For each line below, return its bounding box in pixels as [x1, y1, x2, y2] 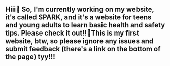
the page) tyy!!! [5, 53, 56, 61]
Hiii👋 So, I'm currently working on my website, [5, 5, 154, 14]
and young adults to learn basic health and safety [5, 21, 165, 29]
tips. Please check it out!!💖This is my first [5, 29, 140, 38]
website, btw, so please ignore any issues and [5, 37, 154, 46]
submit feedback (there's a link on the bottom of [5, 45, 161, 53]
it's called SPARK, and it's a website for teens [5, 13, 152, 22]
